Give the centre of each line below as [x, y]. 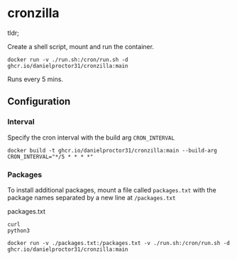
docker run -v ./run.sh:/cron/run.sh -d [68, 59]
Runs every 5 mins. [35, 79]
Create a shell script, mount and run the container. [81, 46]
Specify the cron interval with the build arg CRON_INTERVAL [91, 137]
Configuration [39, 102]
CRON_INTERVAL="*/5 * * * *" [50, 157]
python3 [19, 230]
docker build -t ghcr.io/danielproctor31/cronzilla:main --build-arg [112, 150]
